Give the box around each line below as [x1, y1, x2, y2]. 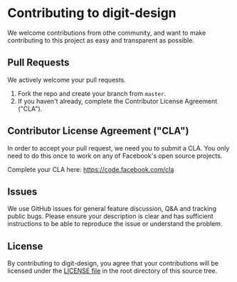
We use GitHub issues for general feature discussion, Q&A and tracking [7, 205, 217, 213]
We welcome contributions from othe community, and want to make [7, 28, 206, 37]
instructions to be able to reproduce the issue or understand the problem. [7, 219, 223, 228]
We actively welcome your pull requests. [7, 75, 127, 84]
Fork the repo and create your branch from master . [17, 89, 166, 97]
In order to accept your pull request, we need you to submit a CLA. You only [7, 143, 230, 152]
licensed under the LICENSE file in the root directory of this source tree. [7, 266, 218, 275]
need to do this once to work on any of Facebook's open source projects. [7, 151, 223, 160]
